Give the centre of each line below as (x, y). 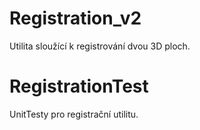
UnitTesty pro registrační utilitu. (74, 114)
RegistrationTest (79, 86)
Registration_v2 (75, 18)
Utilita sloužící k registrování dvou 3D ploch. (100, 46)
